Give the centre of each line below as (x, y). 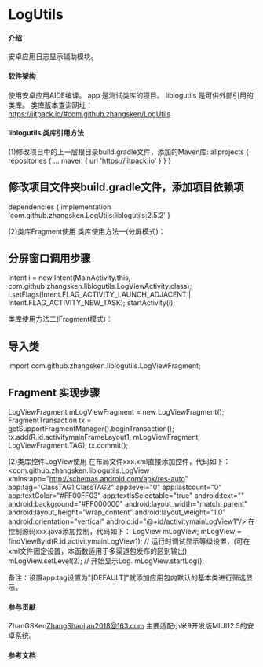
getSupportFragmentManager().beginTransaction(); (91, 429)
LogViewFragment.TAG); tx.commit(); (68, 445)
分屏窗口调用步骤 (49, 258)
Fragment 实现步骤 (54, 392)
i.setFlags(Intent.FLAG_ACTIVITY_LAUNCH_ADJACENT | (99, 295)
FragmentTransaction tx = (50, 420)
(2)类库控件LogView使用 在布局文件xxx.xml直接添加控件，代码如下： (119, 462)
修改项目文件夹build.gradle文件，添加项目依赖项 (126, 188)
